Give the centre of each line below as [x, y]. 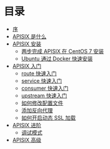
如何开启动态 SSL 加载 [48, 118]
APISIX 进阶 [27, 125]
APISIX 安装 [27, 44]
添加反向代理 [37, 110]
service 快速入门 [41, 80]
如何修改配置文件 [42, 103]
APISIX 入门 [27, 66]
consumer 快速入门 [45, 88]
